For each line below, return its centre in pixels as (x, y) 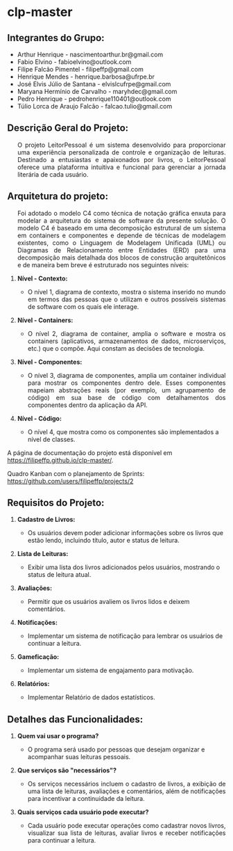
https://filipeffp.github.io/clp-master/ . (60, 460)
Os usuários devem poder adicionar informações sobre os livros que (126, 533)
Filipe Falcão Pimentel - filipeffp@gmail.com (80, 69)
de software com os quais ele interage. (83, 306)
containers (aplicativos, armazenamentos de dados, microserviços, (127, 341)
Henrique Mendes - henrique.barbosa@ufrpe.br (86, 77)
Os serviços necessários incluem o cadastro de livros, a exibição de (127, 784)
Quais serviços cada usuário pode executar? (83, 812)
